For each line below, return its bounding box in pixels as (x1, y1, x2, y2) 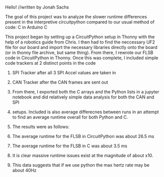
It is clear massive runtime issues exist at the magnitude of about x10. (12, 153, 154, 158)
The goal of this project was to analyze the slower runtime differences (5, 14, 147, 19)
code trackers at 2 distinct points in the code (5, 60, 96, 66)
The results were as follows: (12, 124, 70, 130)
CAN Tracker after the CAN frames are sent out (12, 79, 108, 85)
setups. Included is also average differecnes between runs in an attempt (12, 109, 159, 115)
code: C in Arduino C (5, 24, 48, 30)
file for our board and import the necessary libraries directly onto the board (5, 44, 158, 50)
